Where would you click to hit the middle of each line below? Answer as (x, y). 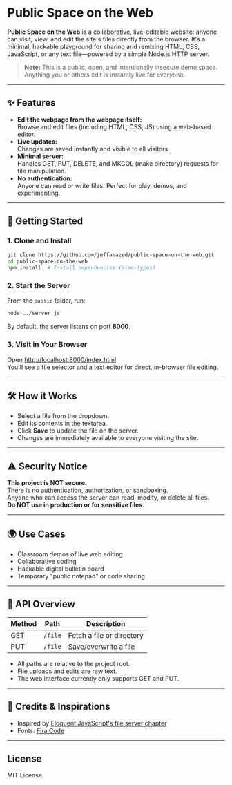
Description (106, 623)
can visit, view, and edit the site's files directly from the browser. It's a (106, 39)
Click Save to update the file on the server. (78, 431)
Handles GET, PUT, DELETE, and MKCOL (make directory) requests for (118, 163)
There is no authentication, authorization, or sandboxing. (88, 490)
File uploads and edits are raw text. (67, 671)
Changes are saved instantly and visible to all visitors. (94, 149)
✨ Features (31, 103)
